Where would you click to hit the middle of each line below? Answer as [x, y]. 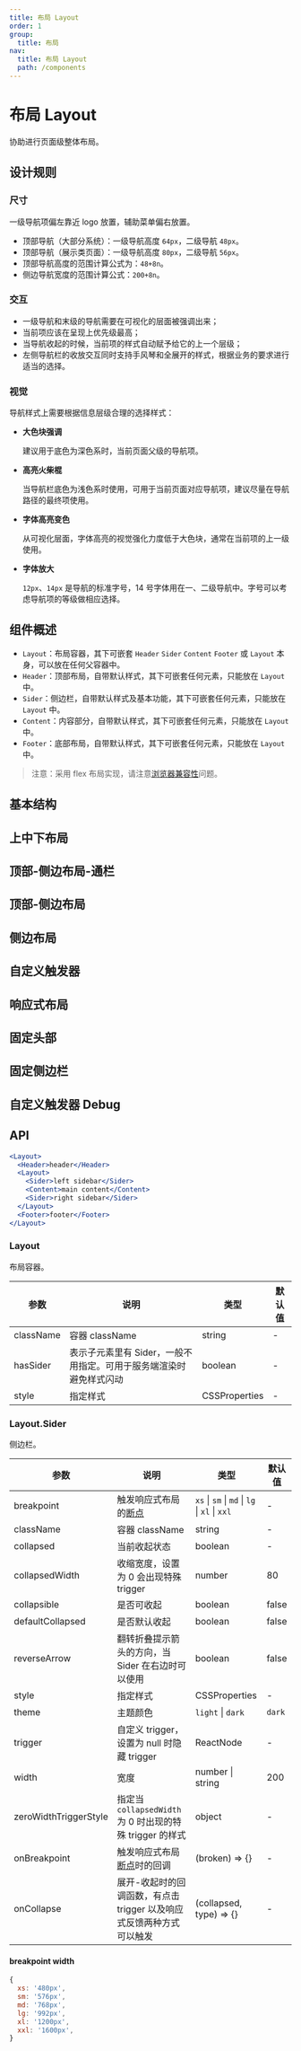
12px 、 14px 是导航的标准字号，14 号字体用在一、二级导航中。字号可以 [150, 588]
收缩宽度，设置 [149, 1563]
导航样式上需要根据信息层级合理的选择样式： [92, 413]
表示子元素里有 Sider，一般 [126, 1352]
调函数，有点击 [149, 1896]
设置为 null [139, 1743]
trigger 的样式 [157, 1835]
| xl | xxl [213, 1511]
